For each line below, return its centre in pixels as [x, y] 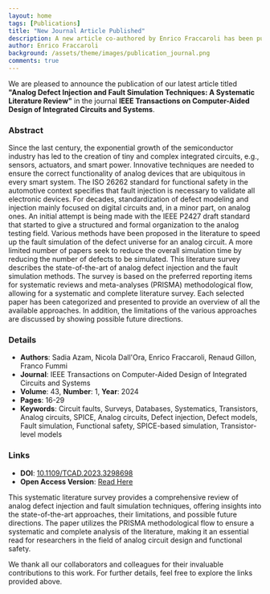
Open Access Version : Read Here [76, 481]
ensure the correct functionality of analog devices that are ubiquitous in [127, 173]
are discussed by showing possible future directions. [96, 319]
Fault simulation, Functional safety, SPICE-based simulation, [119, 426]
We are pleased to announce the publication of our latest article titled [123, 83]
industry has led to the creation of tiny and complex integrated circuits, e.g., [134, 156]
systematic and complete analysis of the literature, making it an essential [129, 531]
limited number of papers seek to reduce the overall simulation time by [125, 251]
